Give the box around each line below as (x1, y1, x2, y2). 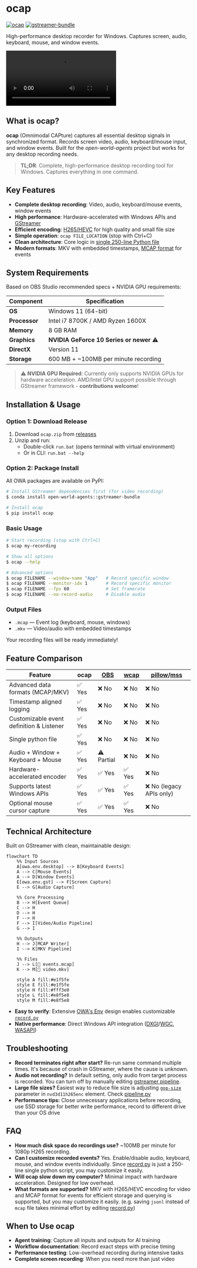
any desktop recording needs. (6, 150, 79, 158)
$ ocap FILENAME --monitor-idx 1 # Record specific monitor (6, 581, 172, 587)
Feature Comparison (6, 653, 83, 663)
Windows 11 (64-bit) (48, 307, 108, 316)
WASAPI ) (14, 1026, 37, 1033)
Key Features (6, 185, 56, 195)
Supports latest (9, 782, 51, 791)
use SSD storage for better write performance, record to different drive (14, 1103, 186, 1110)
